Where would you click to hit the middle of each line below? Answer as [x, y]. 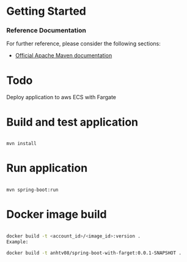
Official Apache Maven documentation [64, 56]
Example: [17, 242]
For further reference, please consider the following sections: [83, 43]
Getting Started [46, 11]
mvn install [21, 144]
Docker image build [57, 215]
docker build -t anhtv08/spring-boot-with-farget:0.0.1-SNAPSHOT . [94, 253]
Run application [47, 168]
